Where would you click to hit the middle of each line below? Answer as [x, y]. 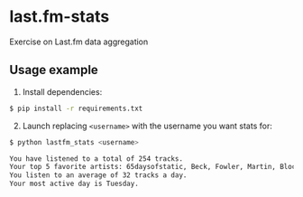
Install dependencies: [62, 91]
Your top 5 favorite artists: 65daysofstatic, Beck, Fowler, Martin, [143, 167]
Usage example [54, 70]
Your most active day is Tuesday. [74, 184]
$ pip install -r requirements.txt [76, 108]
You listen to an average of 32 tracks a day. [98, 175]
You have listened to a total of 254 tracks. [96, 159]
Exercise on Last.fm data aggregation [79, 42]
